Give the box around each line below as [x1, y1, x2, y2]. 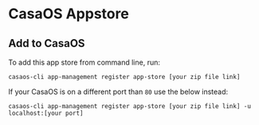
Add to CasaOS [8, 37, 85, 50]
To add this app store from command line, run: [8, 57, 161, 67]
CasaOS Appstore [8, 5, 129, 23]
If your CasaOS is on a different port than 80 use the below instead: [8, 87, 229, 96]
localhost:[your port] [8, 109, 84, 117]
